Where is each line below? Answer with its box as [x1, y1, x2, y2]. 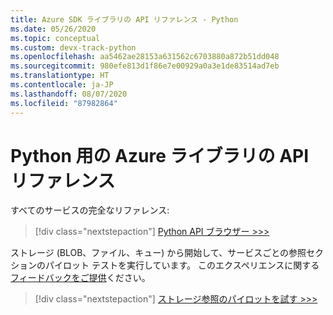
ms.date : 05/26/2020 [10, 24, 97, 34]
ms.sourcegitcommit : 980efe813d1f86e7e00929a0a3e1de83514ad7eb [10, 61, 280, 71]
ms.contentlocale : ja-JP [10, 80, 114, 90]
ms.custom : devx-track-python [10, 42, 137, 53]
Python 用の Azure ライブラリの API [10, 144, 310, 167]
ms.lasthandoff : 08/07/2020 [10, 89, 128, 99]
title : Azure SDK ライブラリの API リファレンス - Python [10, 14, 239, 25]
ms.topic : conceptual [10, 33, 101, 43]
